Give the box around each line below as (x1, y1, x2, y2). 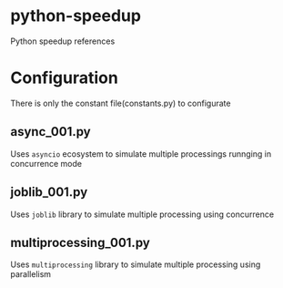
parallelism (10, 269, 52, 280)
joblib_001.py (10, 184, 88, 201)
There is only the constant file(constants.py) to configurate (10, 98, 231, 108)
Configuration (10, 67, 119, 88)
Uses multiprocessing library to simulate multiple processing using (10, 259, 261, 270)
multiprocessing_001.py (10, 234, 151, 251)
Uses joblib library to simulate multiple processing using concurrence (10, 209, 275, 220)
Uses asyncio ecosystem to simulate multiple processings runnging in (10, 148, 272, 159)
